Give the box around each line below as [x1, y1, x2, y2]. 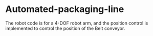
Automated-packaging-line [5, 3, 124, 15]
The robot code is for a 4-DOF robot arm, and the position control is [5, 20, 148, 26]
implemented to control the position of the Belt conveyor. [5, 25, 125, 31]
